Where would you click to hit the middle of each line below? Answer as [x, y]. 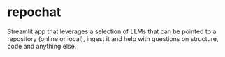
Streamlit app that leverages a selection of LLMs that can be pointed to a [112, 31]
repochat [34, 12]
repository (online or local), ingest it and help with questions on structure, [113, 38]
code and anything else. [42, 46]
